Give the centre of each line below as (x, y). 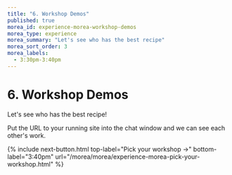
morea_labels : (28, 54)
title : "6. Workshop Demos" (49, 14)
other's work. (27, 135)
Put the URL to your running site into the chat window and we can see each (116, 128)
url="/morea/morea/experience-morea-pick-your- (128, 157)
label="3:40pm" (31, 157)
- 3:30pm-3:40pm (37, 60)
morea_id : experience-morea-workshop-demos (72, 27)
